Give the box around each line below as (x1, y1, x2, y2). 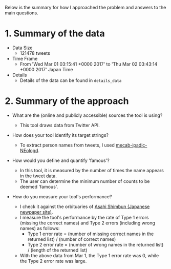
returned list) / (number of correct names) (27, 236, 116, 242)
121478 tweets (19, 50, 51, 56)
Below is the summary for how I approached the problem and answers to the (5, 5, 166, 10)
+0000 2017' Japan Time (19, 66, 73, 72)
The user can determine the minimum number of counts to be (19, 178, 150, 184)
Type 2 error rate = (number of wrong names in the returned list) (27, 241, 164, 247)
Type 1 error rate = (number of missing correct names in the (27, 231, 154, 237)
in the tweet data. (19, 173, 57, 179)
